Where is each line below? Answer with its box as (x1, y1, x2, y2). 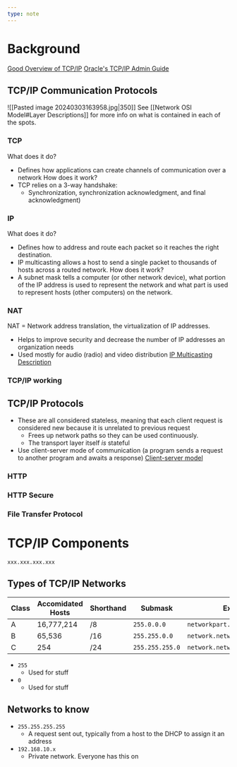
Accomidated (37, 598, 83, 608)
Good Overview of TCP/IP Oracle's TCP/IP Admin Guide (7, 64, 169, 73)
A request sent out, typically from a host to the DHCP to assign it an (28, 730, 225, 738)
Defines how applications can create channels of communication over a (17, 165, 226, 174)
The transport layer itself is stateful (28, 439, 130, 447)
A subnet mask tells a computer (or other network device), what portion (17, 273, 226, 281)
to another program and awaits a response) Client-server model (17, 453, 203, 462)
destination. (17, 250, 52, 258)
